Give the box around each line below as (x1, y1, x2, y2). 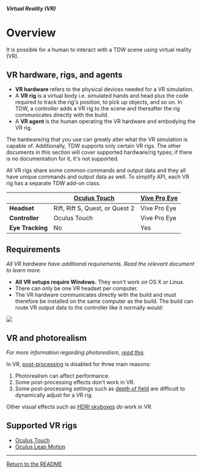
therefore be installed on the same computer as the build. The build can (14, 297, 193, 305)
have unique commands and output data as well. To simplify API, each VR (6, 173, 189, 180)
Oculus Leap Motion (14, 443, 66, 450)
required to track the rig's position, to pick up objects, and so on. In (14, 98, 182, 106)
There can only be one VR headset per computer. (14, 285, 138, 292)
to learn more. (6, 267, 42, 274)
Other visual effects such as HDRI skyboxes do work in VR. (6, 403, 153, 410)
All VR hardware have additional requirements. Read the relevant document (6, 260, 195, 268)
